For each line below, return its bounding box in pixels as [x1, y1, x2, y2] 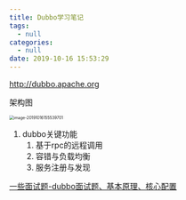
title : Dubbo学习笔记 [9, 12, 85, 22]
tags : [9, 21, 29, 30]
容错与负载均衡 [35, 151, 91, 161]
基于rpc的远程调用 [35, 140, 103, 150]
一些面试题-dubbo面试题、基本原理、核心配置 [9, 181, 177, 191]
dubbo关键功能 [21, 129, 78, 139]
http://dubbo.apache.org [9, 79, 100, 89]
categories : [9, 37, 53, 47]
